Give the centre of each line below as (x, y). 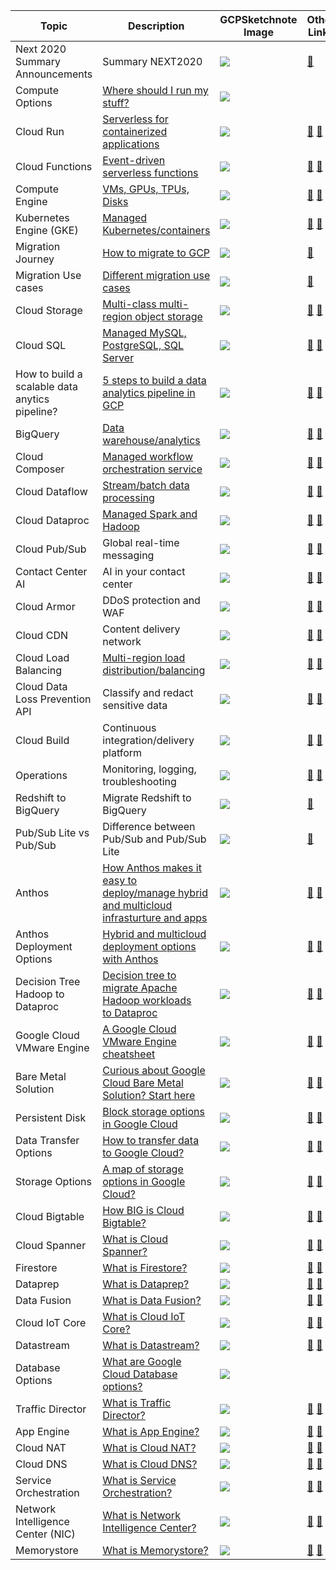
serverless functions (150, 172)
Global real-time (141, 542)
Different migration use (156, 275)
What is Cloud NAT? (149, 1447)
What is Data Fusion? (152, 1300)
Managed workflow (148, 456)
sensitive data (135, 705)
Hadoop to (40, 994)
